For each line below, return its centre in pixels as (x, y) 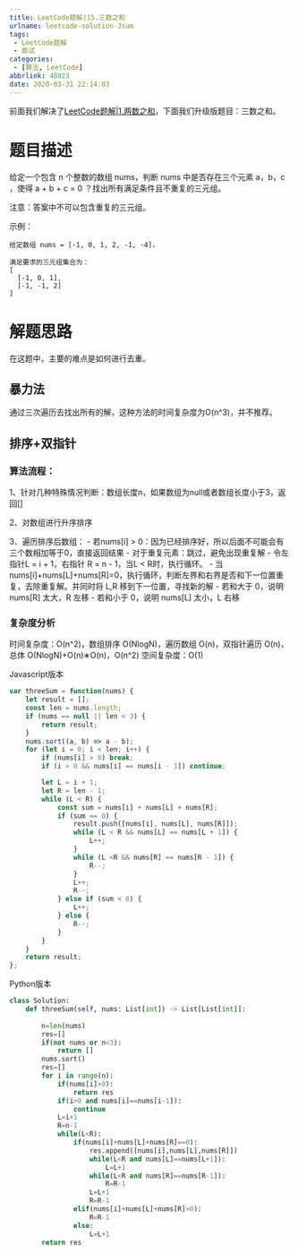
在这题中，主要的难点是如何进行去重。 (80, 358)
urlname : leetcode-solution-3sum (72, 26)
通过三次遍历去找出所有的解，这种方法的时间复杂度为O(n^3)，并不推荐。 (143, 412)
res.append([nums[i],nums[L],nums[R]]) (164, 1151)
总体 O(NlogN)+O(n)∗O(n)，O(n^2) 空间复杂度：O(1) (106, 656)
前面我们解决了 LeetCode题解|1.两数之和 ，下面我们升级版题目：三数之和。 (145, 111)
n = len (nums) (64, 1026)
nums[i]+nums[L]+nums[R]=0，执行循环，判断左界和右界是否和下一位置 (143, 575)
